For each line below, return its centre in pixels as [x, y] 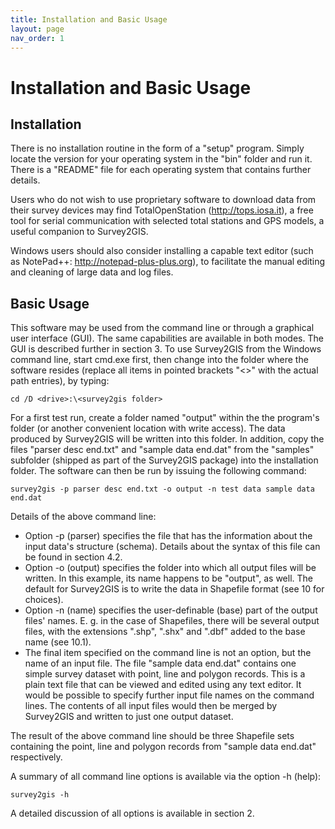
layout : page [37, 29]
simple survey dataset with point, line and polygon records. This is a [165, 674]
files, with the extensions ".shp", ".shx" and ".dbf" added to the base [165, 632]
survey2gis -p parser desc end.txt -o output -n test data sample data [162, 489]
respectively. [36, 757]
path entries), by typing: [60, 381]
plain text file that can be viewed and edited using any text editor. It [163, 685]
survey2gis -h [40, 795]
